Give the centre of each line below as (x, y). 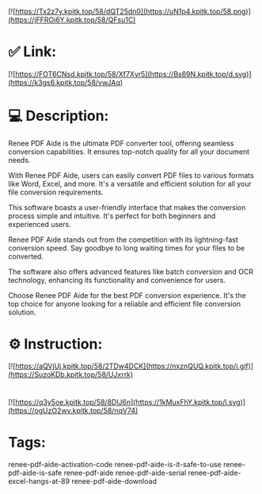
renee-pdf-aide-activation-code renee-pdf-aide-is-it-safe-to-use (115, 464)
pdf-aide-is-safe (35, 473)
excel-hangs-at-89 (39, 481)
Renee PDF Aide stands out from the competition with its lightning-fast (123, 239)
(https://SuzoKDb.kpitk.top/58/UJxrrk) (71, 374)
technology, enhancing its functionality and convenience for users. (117, 280)
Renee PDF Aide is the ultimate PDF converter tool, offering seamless (121, 143)
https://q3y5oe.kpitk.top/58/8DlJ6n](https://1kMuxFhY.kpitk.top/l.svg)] (131, 402)
